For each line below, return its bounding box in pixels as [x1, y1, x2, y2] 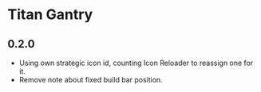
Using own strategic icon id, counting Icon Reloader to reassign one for [18, 58, 254, 67]
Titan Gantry [7, 6, 93, 24]
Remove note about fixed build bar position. [18, 75, 163, 84]
